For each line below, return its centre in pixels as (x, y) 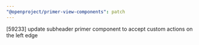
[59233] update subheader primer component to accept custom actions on (99, 29)
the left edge (22, 35)
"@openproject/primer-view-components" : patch (66, 12)
